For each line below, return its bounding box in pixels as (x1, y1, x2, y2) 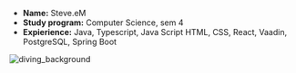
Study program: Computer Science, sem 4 (22, 17, 184, 28)
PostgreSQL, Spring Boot (22, 36, 117, 47)
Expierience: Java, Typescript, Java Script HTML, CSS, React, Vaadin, (22, 27, 288, 37)
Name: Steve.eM (22, 8, 87, 18)
